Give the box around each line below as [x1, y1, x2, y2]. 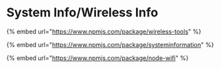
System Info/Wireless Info [6, 5, 159, 20]
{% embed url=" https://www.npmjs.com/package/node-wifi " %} [6, 53, 189, 62]
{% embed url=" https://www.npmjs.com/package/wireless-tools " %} [6, 27, 202, 36]
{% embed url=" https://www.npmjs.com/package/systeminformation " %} [6, 40, 214, 49]
